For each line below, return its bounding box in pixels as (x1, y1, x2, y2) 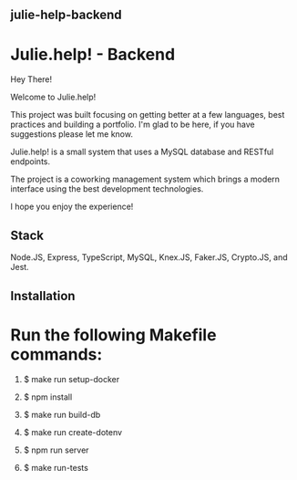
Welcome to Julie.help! (10, 91, 97, 103)
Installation (10, 287, 76, 304)
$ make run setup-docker (23, 374, 120, 385)
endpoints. (10, 156, 51, 167)
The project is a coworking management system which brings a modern (10, 173, 281, 185)
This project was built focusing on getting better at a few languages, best (10, 110, 285, 120)
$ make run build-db (23, 410, 101, 421)
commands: (10, 344, 103, 364)
